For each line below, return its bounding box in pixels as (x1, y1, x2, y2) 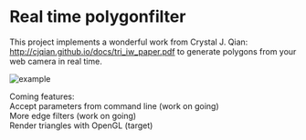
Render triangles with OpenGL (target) (9, 120, 153, 131)
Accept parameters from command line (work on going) (9, 100, 219, 111)
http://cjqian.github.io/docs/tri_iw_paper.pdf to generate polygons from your (9, 45, 297, 56)
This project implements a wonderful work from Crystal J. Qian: (9, 36, 248, 47)
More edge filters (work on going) (9, 110, 137, 121)
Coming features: (9, 91, 75, 102)
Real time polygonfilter (9, 6, 186, 27)
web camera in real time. (9, 55, 102, 66)
